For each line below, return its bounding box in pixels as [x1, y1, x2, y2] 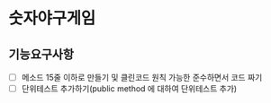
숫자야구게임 [8, 8, 96, 29]
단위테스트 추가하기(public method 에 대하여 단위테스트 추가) [21, 83, 238, 94]
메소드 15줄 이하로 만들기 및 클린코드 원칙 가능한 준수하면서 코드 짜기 [21, 73, 263, 82]
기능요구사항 [8, 47, 74, 62]
